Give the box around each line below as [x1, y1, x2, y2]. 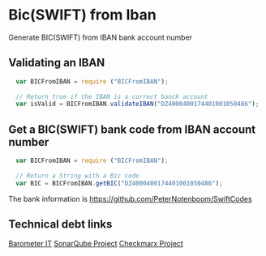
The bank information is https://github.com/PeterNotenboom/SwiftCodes [8, 194, 253, 203]
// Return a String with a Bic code [15, 172, 139, 180]
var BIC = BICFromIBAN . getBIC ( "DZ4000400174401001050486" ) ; [15, 179, 223, 187]
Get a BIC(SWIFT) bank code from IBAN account [8, 122, 256, 136]
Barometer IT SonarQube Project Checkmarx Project [8, 239, 184, 249]
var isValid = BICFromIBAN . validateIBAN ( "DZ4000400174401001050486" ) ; [15, 100, 260, 109]
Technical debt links [8, 217, 113, 231]
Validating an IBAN [8, 56, 105, 70]
